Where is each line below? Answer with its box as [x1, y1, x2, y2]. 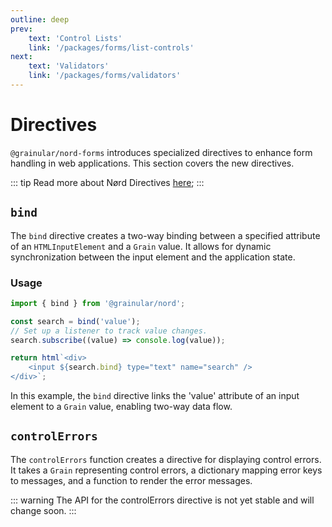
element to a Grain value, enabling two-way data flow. [10, 401, 233, 413]
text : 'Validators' [28, 61, 110, 71]
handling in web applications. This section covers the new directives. [10, 157, 295, 169]
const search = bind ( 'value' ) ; [10, 316, 141, 326]
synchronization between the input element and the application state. [10, 251, 296, 263]
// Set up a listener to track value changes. [10, 326, 208, 336]
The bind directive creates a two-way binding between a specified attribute [10, 229, 321, 241]
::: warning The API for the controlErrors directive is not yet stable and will [10, 494, 315, 506]
